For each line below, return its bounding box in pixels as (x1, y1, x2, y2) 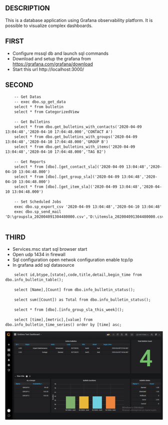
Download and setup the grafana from (12, 55, 91, 61)
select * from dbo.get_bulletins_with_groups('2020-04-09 (14, 134, 137, 139)
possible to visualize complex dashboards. (5, 22, 93, 28)
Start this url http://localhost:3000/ (12, 66, 84, 72)
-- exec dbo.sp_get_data (14, 99, 66, 104)
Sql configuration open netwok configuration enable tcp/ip (12, 257, 133, 263)
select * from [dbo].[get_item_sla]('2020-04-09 (14, 184, 117, 189)
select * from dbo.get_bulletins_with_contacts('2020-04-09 (14, 124, 142, 129)
